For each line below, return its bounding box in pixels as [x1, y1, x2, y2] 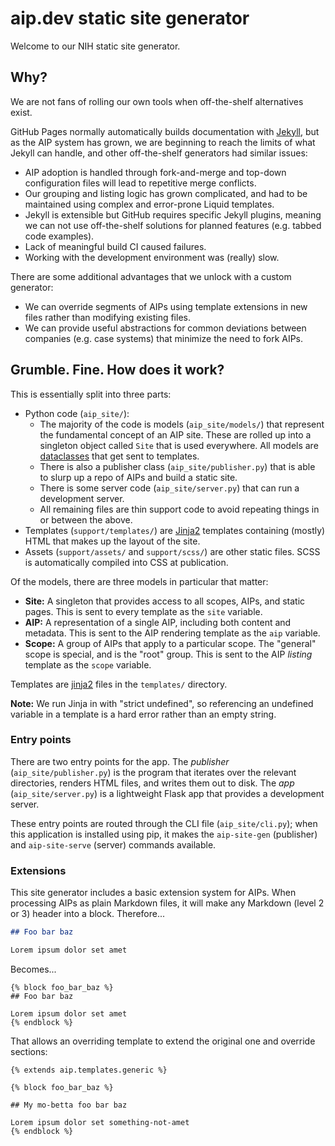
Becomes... [10, 963, 57, 975]
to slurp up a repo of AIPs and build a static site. [39, 471, 238, 483]
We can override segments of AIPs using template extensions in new [24, 300, 308, 312]
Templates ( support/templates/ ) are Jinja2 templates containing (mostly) [24, 524, 326, 536]
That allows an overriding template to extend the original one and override [10, 1035, 316, 1047]
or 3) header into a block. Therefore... [10, 908, 166, 920]
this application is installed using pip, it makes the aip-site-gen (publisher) [10, 828, 318, 840]
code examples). [24, 230, 95, 242]
